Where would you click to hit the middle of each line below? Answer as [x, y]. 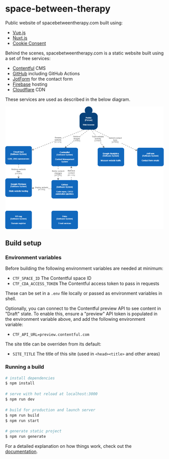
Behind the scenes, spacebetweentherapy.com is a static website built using [84, 53]
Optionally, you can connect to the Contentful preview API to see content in [83, 309]
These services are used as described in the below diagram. [68, 99]
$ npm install [20, 383]
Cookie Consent [29, 43]
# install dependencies [30, 378]
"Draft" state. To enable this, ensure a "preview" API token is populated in [81, 314]
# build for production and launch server [50, 410]
